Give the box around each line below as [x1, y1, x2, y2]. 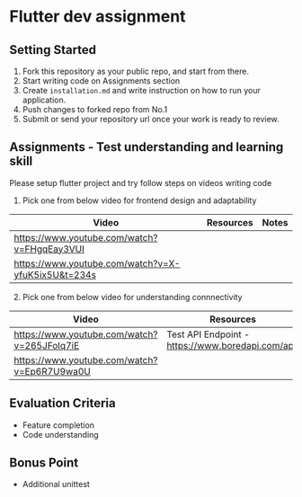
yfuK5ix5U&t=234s [13, 268, 97, 280]
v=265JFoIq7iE [13, 339, 79, 351]
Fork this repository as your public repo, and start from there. [22, 66, 250, 76]
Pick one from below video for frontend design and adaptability [22, 195, 257, 206]
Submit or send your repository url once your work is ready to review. [22, 114, 280, 124]
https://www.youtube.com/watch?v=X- [13, 257, 181, 270]
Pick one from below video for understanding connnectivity [22, 291, 243, 302]
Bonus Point [9, 456, 79, 471]
